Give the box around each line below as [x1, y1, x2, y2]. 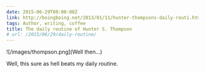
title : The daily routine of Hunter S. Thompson [6, 26, 132, 32]
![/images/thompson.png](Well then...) [6, 48, 103, 55]
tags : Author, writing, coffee [6, 20, 86, 26]
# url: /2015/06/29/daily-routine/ [6, 32, 97, 38]
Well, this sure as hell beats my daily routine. [6, 60, 118, 68]
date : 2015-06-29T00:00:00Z [6, 9, 78, 15]
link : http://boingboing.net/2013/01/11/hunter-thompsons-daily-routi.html [6, 15, 203, 21]
